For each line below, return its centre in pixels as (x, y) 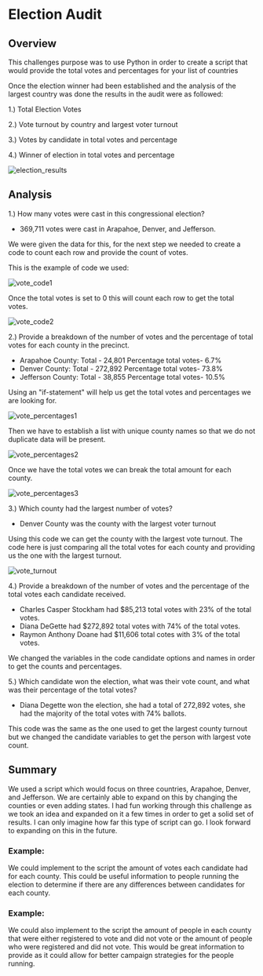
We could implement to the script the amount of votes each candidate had (128, 868)
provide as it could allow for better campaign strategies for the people (121, 956)
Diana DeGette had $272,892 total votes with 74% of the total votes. (130, 626)
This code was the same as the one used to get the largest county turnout (128, 728)
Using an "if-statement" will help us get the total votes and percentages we (130, 392)
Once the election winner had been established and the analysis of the (122, 86)
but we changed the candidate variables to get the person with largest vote (130, 737)
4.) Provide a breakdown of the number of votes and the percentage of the (129, 585)
